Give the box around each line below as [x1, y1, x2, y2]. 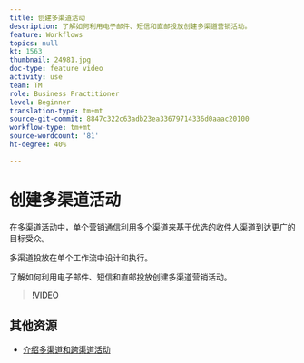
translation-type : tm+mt [9, 106, 103, 115]
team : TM [9, 81, 43, 90]
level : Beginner [9, 97, 71, 107]
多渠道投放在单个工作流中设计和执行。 [9, 251, 152, 263]
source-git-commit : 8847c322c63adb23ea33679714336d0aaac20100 [9, 114, 250, 123]
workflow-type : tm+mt [9, 123, 92, 132]
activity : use [9, 73, 64, 82]
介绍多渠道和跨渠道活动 [22, 344, 111, 355]
